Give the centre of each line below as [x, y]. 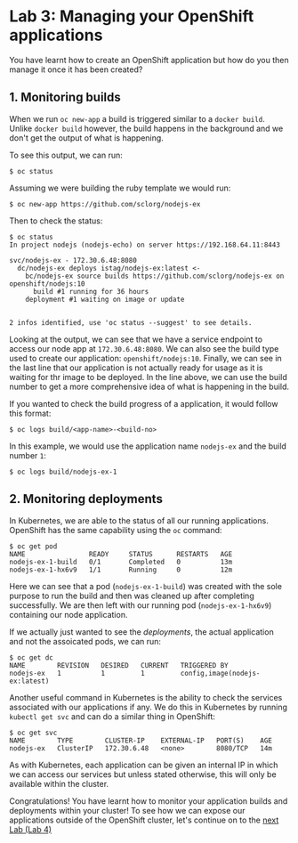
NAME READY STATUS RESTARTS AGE [121, 554]
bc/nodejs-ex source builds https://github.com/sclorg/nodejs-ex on [155, 276]
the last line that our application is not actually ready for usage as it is [136, 368]
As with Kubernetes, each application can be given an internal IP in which [144, 765]
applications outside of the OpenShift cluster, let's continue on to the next [144, 820]
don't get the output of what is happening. [87, 138]
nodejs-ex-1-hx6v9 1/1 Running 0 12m [121, 570]
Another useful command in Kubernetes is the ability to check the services [146, 697]
